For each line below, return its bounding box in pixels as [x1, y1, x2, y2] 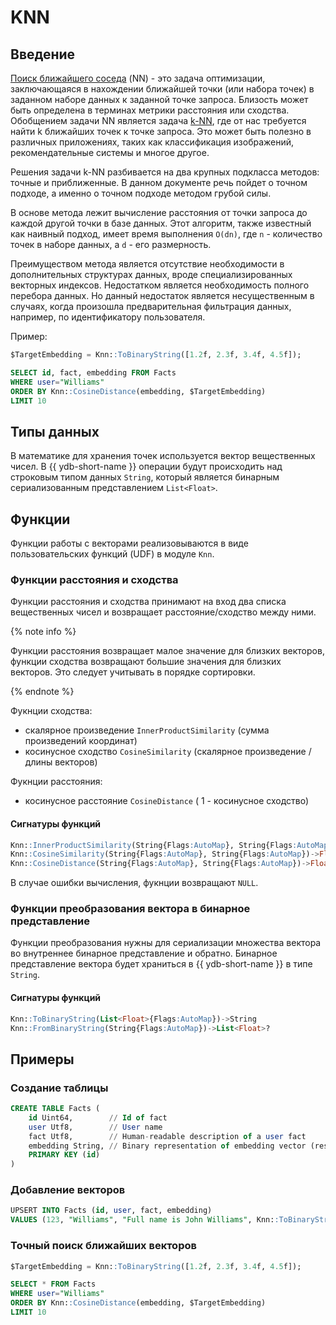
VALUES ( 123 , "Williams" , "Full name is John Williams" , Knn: [10, 1215, 275, 1225]
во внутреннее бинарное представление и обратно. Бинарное [10, 947, 278, 960]
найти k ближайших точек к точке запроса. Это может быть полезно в [10, 126, 312, 137]
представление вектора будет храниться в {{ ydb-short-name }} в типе [10, 958, 313, 970]
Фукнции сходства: [10, 705, 93, 717]
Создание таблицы [10, 1081, 109, 1095]
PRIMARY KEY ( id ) [28, 1150, 101, 1160]
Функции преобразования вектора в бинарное [10, 902, 251, 916]
